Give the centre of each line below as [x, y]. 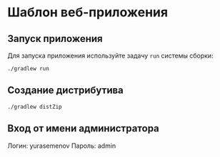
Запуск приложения [55, 39]
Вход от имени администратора [83, 129]
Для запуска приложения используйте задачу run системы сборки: [110, 55]
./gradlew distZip [35, 107]
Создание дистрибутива [65, 91]
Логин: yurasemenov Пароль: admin [62, 146]
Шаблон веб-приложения [88, 12]
